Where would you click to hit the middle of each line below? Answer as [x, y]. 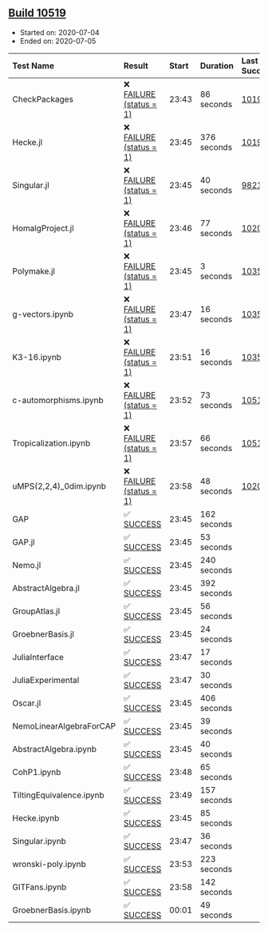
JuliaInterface [38, 657]
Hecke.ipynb [36, 817]
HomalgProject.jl [43, 228]
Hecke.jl [28, 142]
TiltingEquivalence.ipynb [59, 795]
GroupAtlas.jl [36, 611]
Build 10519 [37, 13]
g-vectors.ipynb [43, 314]
